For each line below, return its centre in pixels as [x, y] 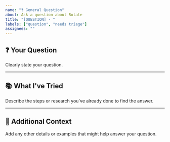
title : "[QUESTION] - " [30, 19]
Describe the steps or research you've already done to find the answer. [79, 101]
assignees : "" [20, 29]
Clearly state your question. [34, 64]
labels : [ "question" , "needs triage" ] [46, 24]
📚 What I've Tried [34, 86]
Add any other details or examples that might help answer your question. [81, 134]
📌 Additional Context [38, 121]
